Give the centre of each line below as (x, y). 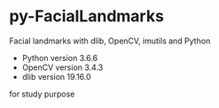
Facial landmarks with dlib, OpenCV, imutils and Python (110, 41)
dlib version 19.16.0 (56, 76)
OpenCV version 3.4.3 (63, 67)
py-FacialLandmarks (86, 16)
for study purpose (42, 94)
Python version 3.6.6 (60, 58)
